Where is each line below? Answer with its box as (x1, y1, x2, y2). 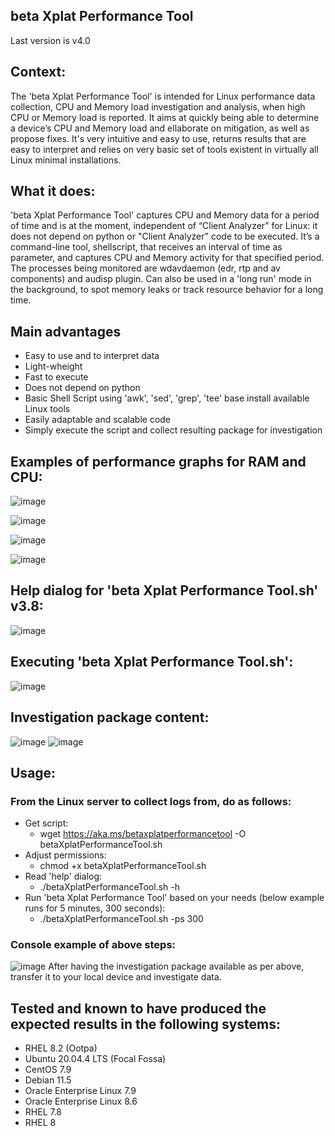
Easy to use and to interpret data (24, 350, 160, 362)
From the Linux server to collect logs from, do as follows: (10, 794, 292, 808)
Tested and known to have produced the (10, 1000, 267, 1017)
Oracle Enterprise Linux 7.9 (24, 1085, 137, 1097)
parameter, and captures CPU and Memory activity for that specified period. (10, 252, 325, 264)
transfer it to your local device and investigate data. (10, 971, 222, 983)
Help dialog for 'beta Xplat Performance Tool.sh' (10, 582, 319, 599)
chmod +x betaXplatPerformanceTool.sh (39, 860, 207, 872)
